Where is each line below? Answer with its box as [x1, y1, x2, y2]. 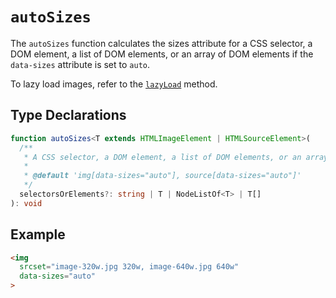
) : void [10, 198, 43, 208]
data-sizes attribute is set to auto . [10, 58, 150, 70]
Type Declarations [10, 107, 127, 124]
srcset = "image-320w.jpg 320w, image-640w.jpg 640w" [19, 262, 240, 272]
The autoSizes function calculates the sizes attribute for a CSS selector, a [10, 37, 313, 49]
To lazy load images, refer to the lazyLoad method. [10, 78, 218, 90]
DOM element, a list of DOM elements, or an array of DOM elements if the [10, 48, 314, 60]
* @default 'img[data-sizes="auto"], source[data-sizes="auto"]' [23, 171, 302, 181]
